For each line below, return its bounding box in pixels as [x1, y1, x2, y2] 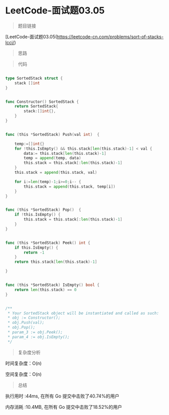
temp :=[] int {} [14, 141, 45, 147]
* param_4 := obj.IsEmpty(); [7, 334, 70, 339]
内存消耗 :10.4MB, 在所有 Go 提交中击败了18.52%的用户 [5, 404, 122, 410]
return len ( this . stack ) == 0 [14, 287, 77, 292]
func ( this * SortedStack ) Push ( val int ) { [5, 132, 100, 137]
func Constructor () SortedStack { [5, 99, 79, 104]
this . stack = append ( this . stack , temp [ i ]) [24, 184, 116, 189]
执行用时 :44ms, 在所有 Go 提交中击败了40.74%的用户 [5, 393, 119, 399]
